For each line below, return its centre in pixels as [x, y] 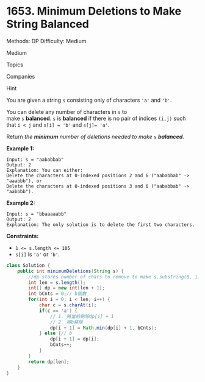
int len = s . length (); [57, 282]
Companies [21, 76]
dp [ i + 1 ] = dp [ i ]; [74, 339]
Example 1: [20, 148]
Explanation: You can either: [45, 170]
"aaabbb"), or [24, 181]
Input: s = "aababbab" [35, 160]
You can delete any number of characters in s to [67, 111]
